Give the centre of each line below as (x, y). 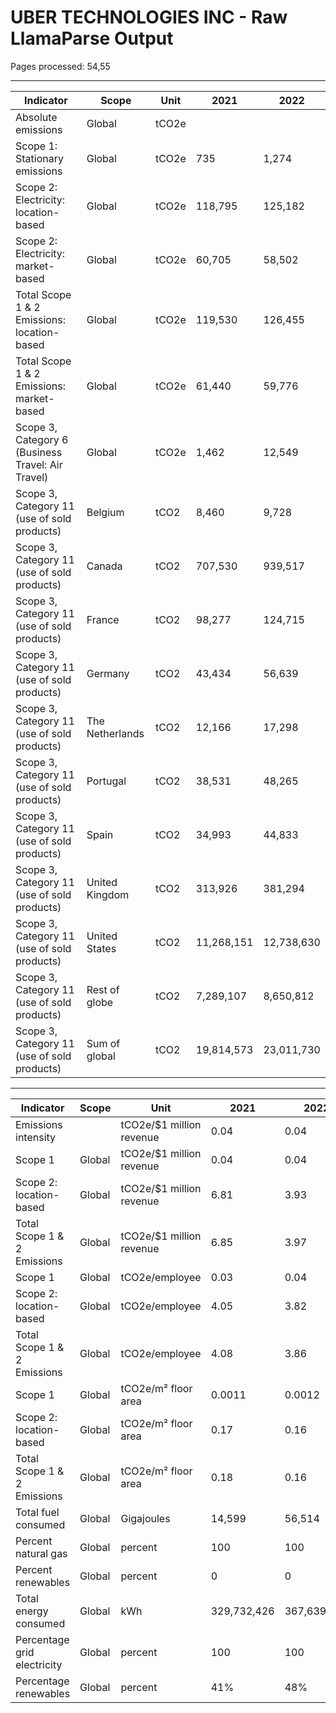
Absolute (36, 117)
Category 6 (42, 439)
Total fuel (37, 1512)
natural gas (41, 1553)
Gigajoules (145, 1518)
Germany (108, 673)
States (101, 948)
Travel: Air (39, 464)
